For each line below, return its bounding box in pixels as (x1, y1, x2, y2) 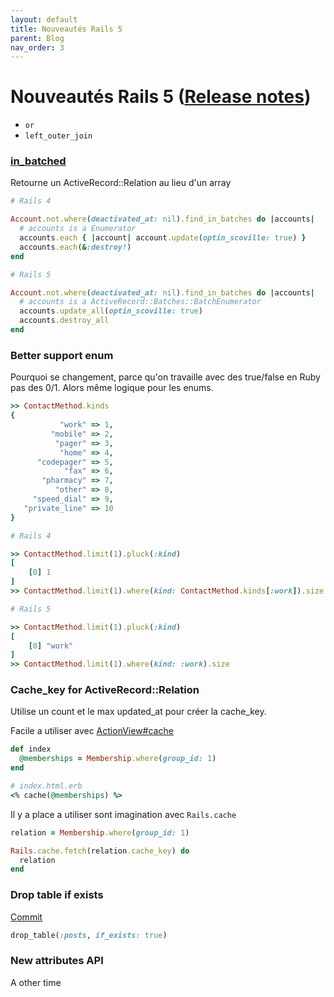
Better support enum (10, 348, 114, 362)
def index (10, 744, 52, 755)
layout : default (10, 14, 78, 25)
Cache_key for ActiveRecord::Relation (10, 683, 200, 697)
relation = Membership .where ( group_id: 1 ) (10, 827, 190, 838)
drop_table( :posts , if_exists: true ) (10, 930, 168, 940)
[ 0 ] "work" (28, 641, 74, 651)
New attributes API (10, 954, 104, 968)
